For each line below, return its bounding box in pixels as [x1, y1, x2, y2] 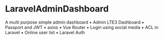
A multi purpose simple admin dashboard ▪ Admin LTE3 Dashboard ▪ [5, 19, 144, 25]
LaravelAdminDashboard [5, 3, 109, 14]
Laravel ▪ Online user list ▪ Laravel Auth [5, 29, 85, 35]
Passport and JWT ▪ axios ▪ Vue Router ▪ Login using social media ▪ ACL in [5, 24, 159, 30]
